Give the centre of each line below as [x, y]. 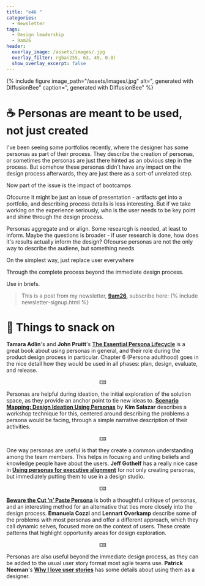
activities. [18, 426]
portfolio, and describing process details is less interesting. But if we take [99, 204]
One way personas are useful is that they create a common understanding [100, 450]
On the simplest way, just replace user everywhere [70, 260]
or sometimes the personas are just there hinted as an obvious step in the [99, 161]
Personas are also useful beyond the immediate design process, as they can [102, 557]
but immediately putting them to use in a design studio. [76, 477]
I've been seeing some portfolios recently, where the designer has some [97, 147]
